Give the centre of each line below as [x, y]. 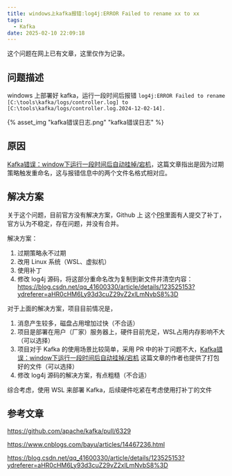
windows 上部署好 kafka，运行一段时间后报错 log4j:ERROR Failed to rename [116, 96]
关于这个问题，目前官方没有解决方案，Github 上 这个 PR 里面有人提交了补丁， [116, 215]
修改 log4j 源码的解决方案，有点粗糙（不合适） [84, 375]
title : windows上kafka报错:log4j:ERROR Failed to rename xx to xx [103, 14]
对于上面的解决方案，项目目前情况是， [62, 308]
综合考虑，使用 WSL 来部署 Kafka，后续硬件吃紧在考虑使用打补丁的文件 [110, 389]
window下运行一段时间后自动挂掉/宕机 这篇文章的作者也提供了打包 [125, 358]
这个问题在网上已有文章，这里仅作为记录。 [68, 53]
